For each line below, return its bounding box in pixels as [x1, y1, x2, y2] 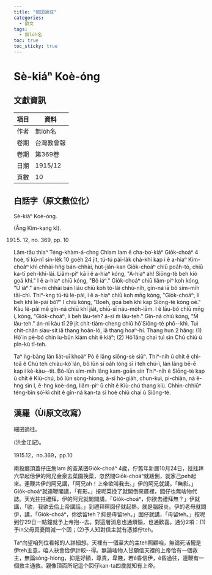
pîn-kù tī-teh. [13, 340, 47, 348]
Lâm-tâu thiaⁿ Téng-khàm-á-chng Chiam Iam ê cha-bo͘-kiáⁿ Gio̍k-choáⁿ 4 [13, 248, 199, 256]
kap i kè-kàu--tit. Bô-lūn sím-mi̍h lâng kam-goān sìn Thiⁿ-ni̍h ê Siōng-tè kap [13, 367, 205, 375]
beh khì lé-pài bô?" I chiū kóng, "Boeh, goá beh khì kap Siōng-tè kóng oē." [13, 298, 201, 305]
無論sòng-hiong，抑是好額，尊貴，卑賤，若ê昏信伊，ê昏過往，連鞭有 [24, 554, 199, 562]
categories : [13, 15, 44, 21]
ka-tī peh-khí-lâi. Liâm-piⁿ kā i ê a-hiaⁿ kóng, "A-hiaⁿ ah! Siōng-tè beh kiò [13, 270, 198, 277]
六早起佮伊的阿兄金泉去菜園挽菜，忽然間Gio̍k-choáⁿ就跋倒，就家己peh [13, 472, 191, 479]
